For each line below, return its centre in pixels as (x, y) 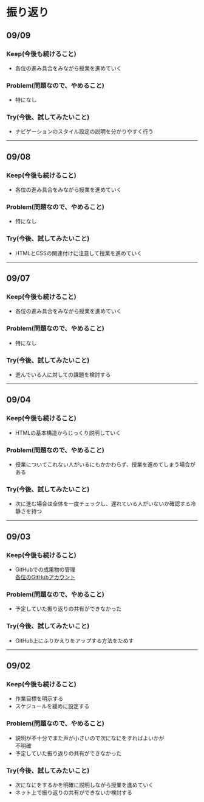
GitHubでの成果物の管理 (45, 569)
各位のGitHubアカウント (45, 577)
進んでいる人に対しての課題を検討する (63, 375)
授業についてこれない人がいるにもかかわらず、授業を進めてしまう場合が (105, 465)
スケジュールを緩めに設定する (52, 706)
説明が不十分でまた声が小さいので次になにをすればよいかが (90, 738)
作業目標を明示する (39, 698)
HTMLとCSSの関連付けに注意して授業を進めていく (79, 253)
